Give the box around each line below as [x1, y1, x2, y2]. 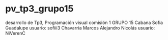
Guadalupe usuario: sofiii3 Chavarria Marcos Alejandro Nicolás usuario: [5, 24, 155, 30]
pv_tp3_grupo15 [5, 3, 74, 14]
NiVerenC [5, 30, 25, 36]
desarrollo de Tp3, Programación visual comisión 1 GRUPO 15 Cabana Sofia [5, 19, 163, 25]
